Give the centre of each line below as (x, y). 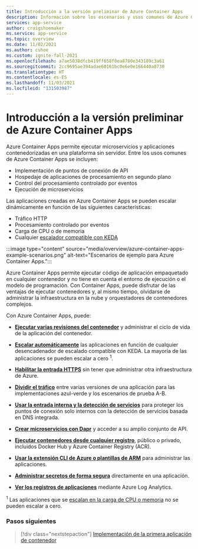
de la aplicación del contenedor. (54, 333)
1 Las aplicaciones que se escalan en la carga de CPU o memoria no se (92, 499)
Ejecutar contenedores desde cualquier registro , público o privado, (98, 440)
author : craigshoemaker (35, 28)
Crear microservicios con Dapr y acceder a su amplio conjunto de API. (101, 429)
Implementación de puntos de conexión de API (71, 170)
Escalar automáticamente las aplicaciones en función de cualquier (96, 344)
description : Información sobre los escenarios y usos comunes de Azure (97, 17)
